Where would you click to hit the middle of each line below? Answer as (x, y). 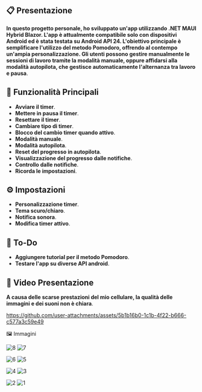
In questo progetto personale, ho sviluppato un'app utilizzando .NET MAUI (101, 28)
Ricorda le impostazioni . (46, 171)
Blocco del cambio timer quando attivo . (65, 132)
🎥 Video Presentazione (50, 282)
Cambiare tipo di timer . (44, 126)
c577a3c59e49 (25, 322)
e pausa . (17, 73)
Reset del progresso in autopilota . (58, 152)
